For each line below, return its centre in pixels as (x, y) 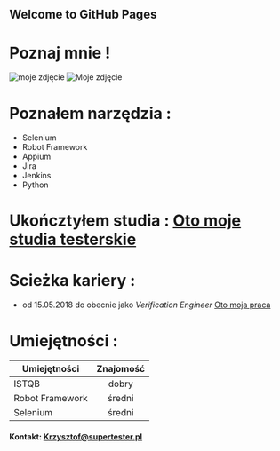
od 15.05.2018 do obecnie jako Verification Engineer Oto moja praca (146, 305)
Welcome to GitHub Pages (83, 15)
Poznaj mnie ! (60, 53)
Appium (36, 157)
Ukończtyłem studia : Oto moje (125, 221)
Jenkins (36, 176)
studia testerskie (73, 240)
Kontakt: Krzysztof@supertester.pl (76, 436)
